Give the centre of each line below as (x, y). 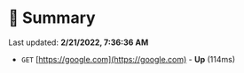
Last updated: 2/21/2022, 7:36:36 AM (79, 42)
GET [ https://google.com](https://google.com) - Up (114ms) (128, 59)
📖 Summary (52, 18)
